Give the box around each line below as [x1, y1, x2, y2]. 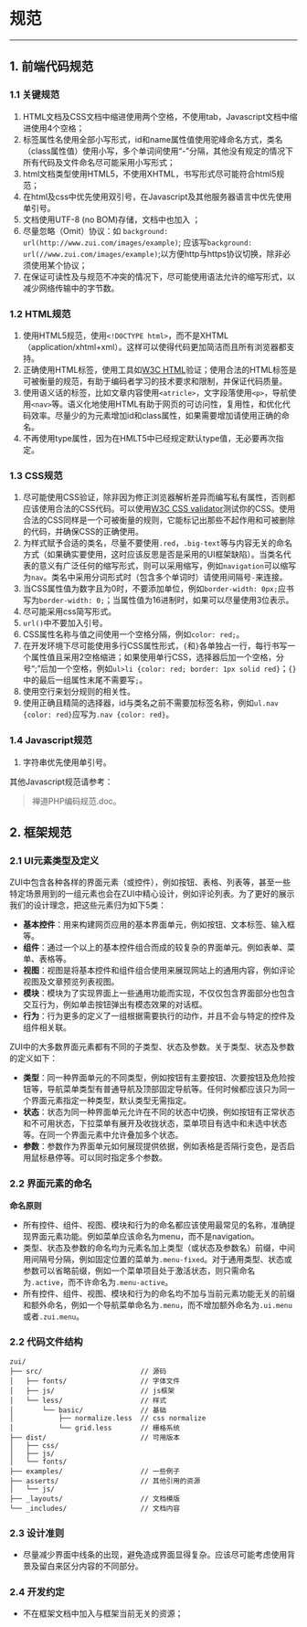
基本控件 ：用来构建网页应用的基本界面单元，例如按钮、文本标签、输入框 [22, 920, 295, 930]
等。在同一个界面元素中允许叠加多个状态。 [22, 1130, 184, 1141]
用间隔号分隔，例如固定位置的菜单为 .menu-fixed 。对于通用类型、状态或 [22, 1253, 292, 1264]
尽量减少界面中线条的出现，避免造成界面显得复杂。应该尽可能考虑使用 [22, 1549, 288, 1560]
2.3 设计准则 [9, 1526, 65, 1539]
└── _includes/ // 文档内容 [9, 1504, 181, 1513]
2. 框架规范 [9, 824, 72, 840]
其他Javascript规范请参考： [9, 776, 113, 787]
